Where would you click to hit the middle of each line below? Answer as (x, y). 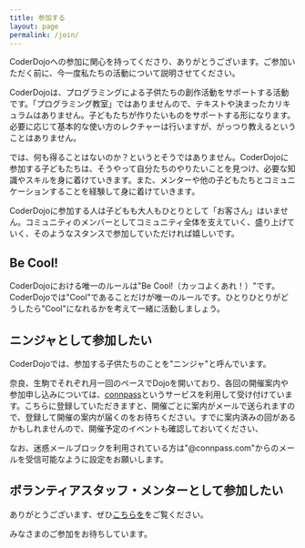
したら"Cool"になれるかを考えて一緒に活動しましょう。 (121, 309)
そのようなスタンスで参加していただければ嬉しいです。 (136, 234)
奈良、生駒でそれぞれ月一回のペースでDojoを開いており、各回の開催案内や (149, 383)
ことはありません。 (46, 138)
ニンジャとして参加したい (81, 340)
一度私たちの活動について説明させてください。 (152, 73)
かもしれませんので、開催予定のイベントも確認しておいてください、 (137, 428)
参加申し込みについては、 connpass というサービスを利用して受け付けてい (147, 394)
